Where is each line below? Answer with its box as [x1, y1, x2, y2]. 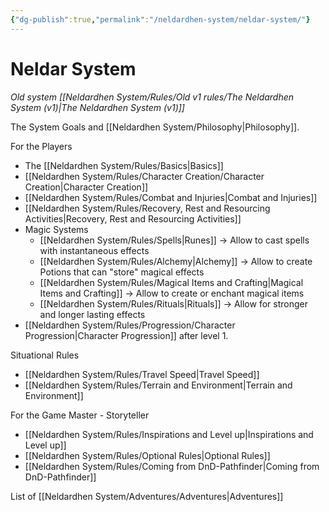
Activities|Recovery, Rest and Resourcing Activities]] [24, 212, 242, 225]
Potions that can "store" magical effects [39, 266, 205, 278]
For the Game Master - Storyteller [10, 409, 150, 421]
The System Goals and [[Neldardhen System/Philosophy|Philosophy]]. [10, 121, 300, 133]
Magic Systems [24, 223, 89, 235]
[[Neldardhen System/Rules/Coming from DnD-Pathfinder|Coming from [24, 460, 320, 472]
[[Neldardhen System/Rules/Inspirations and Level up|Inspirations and [24, 428, 314, 440]
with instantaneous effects [39, 244, 150, 256]
